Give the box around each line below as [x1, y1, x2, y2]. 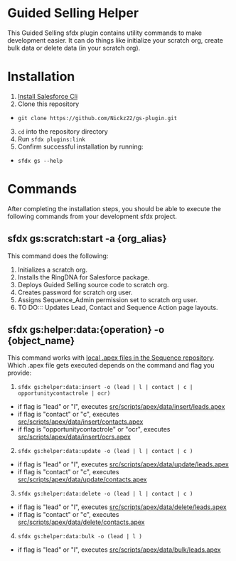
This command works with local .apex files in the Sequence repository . [7, 353, 215, 362]
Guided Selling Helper [7, 5, 139, 21]
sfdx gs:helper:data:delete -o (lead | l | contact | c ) [17, 491, 193, 498]
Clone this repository [17, 100, 80, 108]
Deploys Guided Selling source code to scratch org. [17, 280, 169, 289]
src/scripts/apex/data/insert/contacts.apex [17, 417, 144, 426]
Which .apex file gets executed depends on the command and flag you [7, 361, 215, 370]
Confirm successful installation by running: [17, 142, 144, 151]
